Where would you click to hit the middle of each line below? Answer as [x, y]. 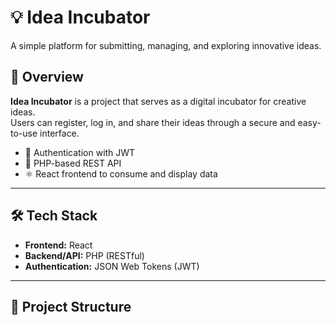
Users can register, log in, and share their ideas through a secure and [153, 122]
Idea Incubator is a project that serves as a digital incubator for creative [158, 101]
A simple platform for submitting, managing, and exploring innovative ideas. [166, 45]
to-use [24, 133]
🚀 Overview [47, 77]
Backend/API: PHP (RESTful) [84, 255]
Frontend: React [58, 245]
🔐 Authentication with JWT [80, 152]
